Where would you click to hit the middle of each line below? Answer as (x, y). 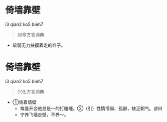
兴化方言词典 (31, 91)
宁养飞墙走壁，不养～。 (44, 115)
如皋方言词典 (31, 34)
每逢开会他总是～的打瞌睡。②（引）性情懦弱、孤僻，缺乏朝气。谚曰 (91, 108)
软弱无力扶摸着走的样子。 (39, 45)
